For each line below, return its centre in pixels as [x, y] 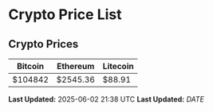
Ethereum [76, 66]
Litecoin [118, 66]
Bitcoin [31, 66]
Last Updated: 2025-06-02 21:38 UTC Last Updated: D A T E [106, 99]
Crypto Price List [65, 15]
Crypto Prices [43, 44]
